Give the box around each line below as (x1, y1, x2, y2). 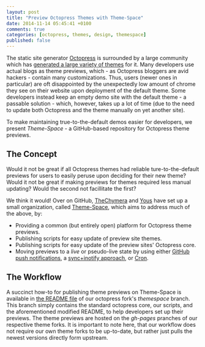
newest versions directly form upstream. (6, 334, 108, 341)
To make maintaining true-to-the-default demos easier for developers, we (6, 118, 193, 126)
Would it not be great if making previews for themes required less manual (6, 178, 192, 186)
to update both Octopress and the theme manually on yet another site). (6, 107, 185, 113)
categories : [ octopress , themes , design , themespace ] (6, 32, 147, 38)
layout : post (6, 9, 40, 15)
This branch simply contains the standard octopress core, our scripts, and (6, 301, 193, 308)
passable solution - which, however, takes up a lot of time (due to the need (6, 100, 195, 107)
